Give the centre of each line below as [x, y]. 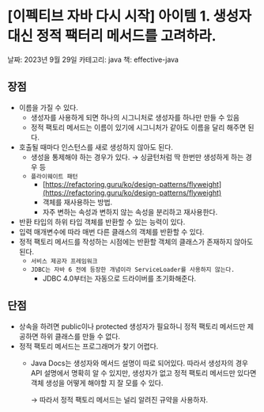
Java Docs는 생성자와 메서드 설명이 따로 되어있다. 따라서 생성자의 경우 [140, 363]
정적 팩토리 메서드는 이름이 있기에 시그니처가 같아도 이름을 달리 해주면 [138, 127]
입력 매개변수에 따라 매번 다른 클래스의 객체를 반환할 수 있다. [111, 231]
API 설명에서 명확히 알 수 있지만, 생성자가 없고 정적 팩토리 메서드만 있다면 [143, 372]
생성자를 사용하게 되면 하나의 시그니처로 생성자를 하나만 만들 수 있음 [135, 117]
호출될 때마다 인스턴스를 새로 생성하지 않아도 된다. [96, 147]
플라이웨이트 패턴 [54, 176]
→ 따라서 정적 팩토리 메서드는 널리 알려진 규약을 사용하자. [119, 399]
